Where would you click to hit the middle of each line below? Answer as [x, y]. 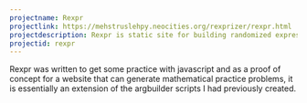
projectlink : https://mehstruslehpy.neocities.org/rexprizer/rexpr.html [151, 26]
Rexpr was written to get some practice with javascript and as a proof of [145, 69]
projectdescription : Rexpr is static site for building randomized [141, 35]
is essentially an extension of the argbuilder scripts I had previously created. [153, 88]
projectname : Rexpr [47, 18]
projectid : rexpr [42, 43]
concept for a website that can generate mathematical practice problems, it [151, 79]
